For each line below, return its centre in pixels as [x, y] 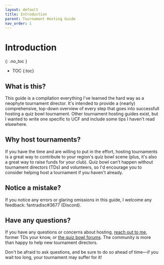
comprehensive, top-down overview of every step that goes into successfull [82, 108]
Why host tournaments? [43, 140]
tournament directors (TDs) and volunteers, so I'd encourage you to [74, 167]
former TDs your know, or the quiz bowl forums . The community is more [78, 237]
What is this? [26, 86]
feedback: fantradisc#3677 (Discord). [43, 205]
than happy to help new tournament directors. [52, 243]
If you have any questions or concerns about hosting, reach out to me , [76, 232]
